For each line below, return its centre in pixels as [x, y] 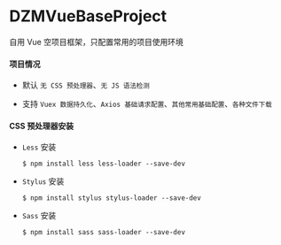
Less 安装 [39, 147]
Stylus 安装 [43, 181]
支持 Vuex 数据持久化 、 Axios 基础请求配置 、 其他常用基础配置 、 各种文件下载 [147, 104]
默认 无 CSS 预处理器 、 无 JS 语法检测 [86, 85]
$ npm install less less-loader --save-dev [104, 164]
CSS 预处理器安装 [42, 126]
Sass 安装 [39, 216]
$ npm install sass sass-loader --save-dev [104, 233]
